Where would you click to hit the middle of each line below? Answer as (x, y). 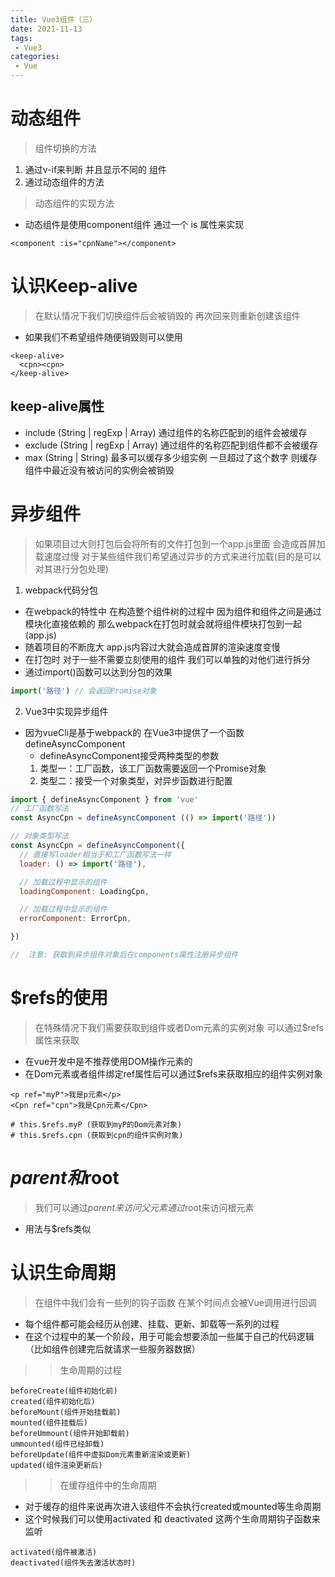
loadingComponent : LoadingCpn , (84, 891)
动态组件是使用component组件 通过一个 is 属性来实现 (134, 224)
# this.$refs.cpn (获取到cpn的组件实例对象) (97, 1135)
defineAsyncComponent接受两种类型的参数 (129, 755)
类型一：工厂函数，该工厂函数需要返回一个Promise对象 (153, 768)
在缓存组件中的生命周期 (108, 1485)
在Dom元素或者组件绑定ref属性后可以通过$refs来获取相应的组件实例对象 (173, 1073)
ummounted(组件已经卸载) (57, 1444)
